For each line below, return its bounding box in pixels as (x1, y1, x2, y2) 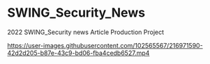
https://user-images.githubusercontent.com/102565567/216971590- (7, 41, 204, 49)
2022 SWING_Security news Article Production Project (7, 28, 165, 36)
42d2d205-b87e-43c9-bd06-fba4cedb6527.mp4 (7, 49, 150, 57)
